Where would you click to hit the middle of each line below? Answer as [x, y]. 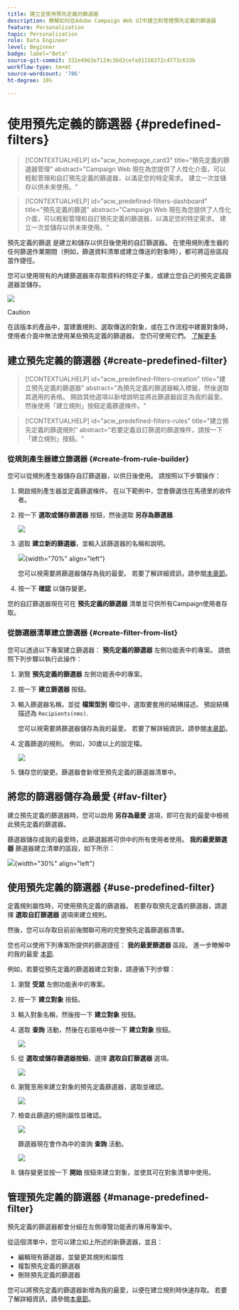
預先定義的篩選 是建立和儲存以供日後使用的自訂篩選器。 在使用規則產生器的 [118, 242]
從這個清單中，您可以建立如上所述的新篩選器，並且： [85, 1242]
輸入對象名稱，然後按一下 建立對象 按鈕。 [79, 1015]
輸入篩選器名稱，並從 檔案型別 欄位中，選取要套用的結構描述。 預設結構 [123, 704]
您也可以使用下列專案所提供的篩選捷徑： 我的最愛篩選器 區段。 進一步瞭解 [116, 945]
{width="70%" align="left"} [65, 559]
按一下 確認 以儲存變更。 [54, 588]
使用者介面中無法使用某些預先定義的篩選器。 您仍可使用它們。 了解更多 [112, 336]
